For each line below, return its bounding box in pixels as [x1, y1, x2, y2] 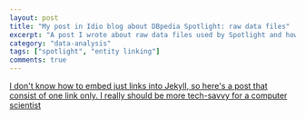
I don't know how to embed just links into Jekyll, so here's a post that [9, 81, 268, 91]
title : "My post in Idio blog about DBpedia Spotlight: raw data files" [9, 22, 290, 31]
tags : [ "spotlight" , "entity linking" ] [9, 47, 161, 56]
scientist [9, 100, 42, 110]
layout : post [9, 13, 59, 23]
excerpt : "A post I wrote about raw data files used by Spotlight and [9, 30, 282, 39]
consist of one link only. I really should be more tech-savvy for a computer [9, 90, 288, 101]
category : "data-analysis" [9, 38, 112, 48]
